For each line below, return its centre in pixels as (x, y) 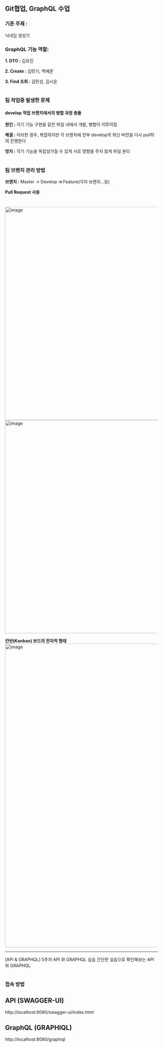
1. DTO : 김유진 (19, 60)
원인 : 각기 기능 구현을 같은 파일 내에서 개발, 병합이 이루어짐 (61, 125)
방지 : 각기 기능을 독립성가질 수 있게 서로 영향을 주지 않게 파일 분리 (67, 151)
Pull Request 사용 (22, 192)
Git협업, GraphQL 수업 (38, 9)
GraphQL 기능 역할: (27, 49)
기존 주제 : (16, 24)
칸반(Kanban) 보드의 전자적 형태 (36, 641)
